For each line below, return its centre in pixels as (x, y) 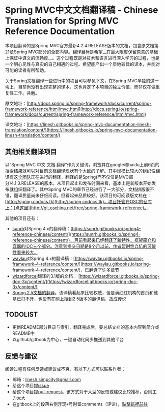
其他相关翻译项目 (31, 152)
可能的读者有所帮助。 (27, 70)
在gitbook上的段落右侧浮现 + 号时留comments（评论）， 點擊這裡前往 (80, 404)
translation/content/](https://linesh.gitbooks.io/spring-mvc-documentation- (81, 130)
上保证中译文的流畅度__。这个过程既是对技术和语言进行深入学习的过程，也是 (82, 58)
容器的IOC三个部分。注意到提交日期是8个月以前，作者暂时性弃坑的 (80, 246)
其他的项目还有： (22, 218)
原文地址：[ (17, 103)
